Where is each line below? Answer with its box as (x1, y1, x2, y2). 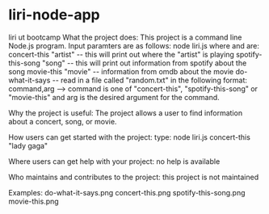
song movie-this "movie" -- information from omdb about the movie (8, 66, 234, 76)
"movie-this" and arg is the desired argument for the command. (8, 92, 220, 102)
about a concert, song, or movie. (8, 116, 117, 126)
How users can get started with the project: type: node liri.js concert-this (8, 132, 250, 142)
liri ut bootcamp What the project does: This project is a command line (8, 32, 242, 42)
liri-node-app (8, 6, 100, 24)
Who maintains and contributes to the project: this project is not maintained (8, 172, 259, 182)
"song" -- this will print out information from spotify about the (41, 58, 247, 68)
